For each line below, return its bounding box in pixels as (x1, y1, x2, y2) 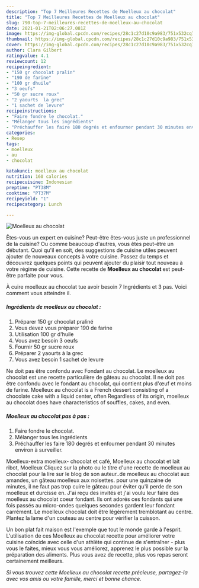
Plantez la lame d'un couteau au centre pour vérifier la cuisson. (6, 514, 161, 522)
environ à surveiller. (14, 446, 63, 453)
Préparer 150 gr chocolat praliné (14, 318, 94, 325)
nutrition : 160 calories (6, 174, 68, 180)
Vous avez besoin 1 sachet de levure (14, 356, 104, 363)
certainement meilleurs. (6, 558, 64, 565)
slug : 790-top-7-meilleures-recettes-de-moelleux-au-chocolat (6, 20, 163, 25)
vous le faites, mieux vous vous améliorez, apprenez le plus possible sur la (6, 545, 188, 552)
